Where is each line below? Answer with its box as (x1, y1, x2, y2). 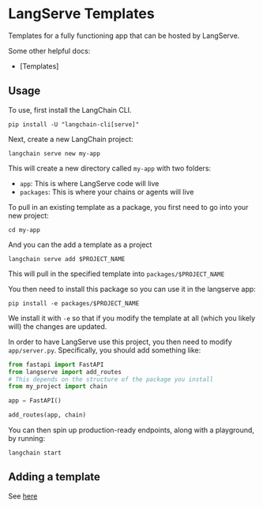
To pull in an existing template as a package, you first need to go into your (8, 202, 249, 211)
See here (8, 491, 38, 501)
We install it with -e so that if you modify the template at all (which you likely (8, 313, 256, 323)
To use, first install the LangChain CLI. (8, 105, 132, 114)
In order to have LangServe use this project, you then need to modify (8, 337, 233, 346)
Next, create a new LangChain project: (8, 134, 133, 144)
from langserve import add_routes (8, 368, 122, 375)
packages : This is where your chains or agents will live (19, 187, 194, 196)
